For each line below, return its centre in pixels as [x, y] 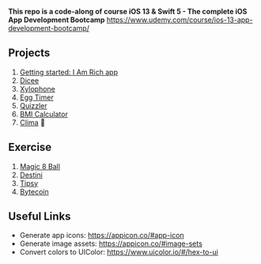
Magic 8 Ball [40, 166]
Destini [31, 175]
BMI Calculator [44, 114]
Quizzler [33, 105]
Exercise [30, 147]
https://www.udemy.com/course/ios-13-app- [180, 20]
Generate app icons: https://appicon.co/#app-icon [102, 236]
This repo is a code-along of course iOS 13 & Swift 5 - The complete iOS [128, 11]
